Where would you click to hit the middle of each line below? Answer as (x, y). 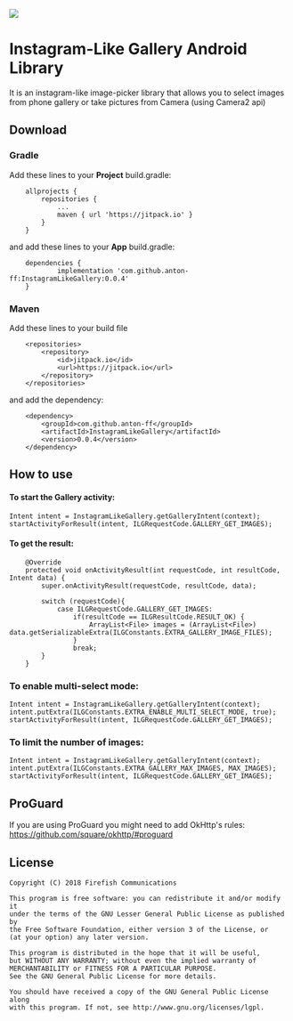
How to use (41, 475)
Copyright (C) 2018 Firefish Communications (93, 883)
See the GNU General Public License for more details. (113, 976)
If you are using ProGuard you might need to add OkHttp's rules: (127, 825)
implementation (85, 271)
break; (85, 648)
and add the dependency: (57, 400)
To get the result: (41, 544)
